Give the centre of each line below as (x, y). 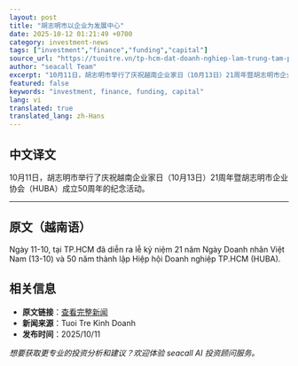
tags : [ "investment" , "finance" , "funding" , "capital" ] (109, 51)
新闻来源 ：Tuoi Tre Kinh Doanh (78, 323)
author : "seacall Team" (53, 67)
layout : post (33, 17)
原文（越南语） (50, 227)
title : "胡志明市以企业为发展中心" (67, 26)
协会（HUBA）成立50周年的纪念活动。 (79, 188)
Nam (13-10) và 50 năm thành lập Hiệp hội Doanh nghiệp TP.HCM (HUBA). (145, 259)
